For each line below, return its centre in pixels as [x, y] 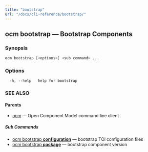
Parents [13, 105]
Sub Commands [22, 127]
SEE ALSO [17, 93]
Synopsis [16, 48]
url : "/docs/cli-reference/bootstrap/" [46, 14]
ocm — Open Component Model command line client [65, 116]
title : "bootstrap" [25, 10]
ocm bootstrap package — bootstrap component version [70, 145]
